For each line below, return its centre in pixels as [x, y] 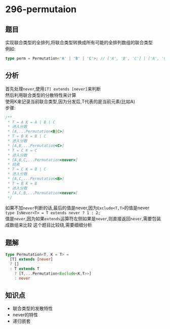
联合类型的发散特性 [33, 309]
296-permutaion [41, 9]
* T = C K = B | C [27, 169]
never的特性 [25, 315]
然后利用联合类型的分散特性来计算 [41, 95]
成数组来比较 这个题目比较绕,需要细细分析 [49, 225]
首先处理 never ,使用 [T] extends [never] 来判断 [53, 89]
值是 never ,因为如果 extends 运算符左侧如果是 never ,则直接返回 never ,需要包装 [83, 219]
